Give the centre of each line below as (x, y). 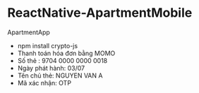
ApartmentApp (29, 32)
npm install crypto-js (48, 45)
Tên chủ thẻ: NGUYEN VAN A (60, 76)
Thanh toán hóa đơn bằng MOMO (66, 53)
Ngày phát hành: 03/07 (51, 68)
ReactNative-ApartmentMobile (100, 13)
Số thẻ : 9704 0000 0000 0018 (62, 60)
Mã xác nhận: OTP (44, 83)
